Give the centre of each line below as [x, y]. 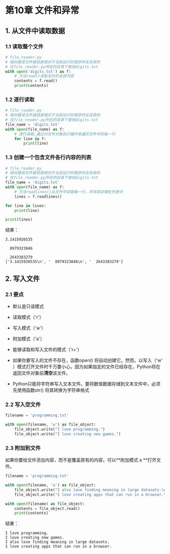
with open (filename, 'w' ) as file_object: [51, 425]
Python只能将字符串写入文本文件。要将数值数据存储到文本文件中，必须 [87, 384]
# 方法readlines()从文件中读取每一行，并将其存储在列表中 [69, 192]
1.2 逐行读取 [20, 100]
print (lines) [19, 220]
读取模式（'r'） [28, 317]
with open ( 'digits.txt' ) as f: [38, 72]
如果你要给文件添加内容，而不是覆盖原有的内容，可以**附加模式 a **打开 [81, 460]
